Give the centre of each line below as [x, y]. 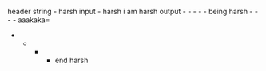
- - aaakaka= [29, 20]
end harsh [71, 60]
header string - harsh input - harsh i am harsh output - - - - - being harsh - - [133, 11]
